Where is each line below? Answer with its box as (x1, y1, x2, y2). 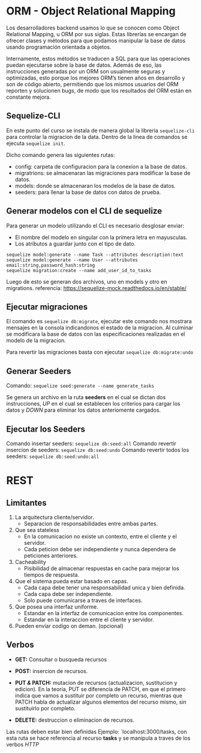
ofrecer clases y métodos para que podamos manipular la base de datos (6, 37, 186, 44)
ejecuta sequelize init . (6, 140, 65, 147)
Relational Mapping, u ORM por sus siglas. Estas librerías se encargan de (6, 30, 187, 37)
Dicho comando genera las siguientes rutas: (6, 151, 115, 158)
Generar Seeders (6, 366, 71, 376)
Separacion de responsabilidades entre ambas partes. (23, 520, 158, 527)
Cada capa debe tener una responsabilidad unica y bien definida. (23, 584, 185, 591)
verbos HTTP (6, 740, 39, 748)
